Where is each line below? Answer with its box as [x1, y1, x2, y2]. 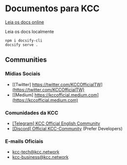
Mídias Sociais [5, 71, 41, 77]
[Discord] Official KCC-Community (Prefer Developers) [12, 125, 123, 131]
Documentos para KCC [5, 3, 100, 14]
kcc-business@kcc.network [12, 154, 69, 160]
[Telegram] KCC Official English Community [12, 120, 100, 126]
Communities [5, 56, 47, 64]
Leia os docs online [5, 19, 44, 25]
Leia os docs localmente [5, 28, 54, 34]
